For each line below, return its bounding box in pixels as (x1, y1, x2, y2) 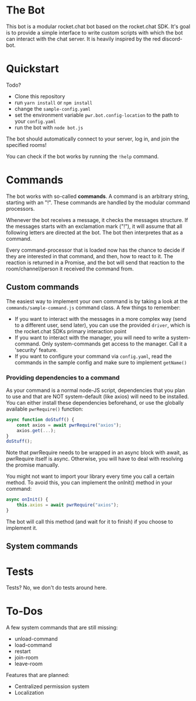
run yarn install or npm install (14, 99, 92, 106)
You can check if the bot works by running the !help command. (6, 153, 159, 160)
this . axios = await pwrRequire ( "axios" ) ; (16, 502, 119, 508)
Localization (14, 689, 44, 696)
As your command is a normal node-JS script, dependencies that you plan (6, 387, 185, 394)
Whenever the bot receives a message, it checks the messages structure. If (6, 216, 188, 223)
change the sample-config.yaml (14, 105, 91, 112)
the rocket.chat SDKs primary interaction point (14, 327, 127, 334)
